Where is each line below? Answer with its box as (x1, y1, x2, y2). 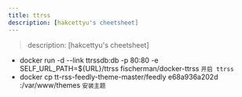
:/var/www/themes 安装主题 (19, 80, 106, 90)
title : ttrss (8, 11, 51, 20)
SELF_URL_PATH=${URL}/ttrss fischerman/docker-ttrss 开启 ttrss (19, 63, 234, 73)
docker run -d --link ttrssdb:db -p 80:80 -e (19, 56, 159, 65)
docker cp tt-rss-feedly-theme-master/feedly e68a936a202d (19, 72, 218, 81)
